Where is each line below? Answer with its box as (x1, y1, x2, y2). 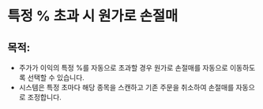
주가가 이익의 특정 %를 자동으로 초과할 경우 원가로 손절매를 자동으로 (18, 64, 228, 72)
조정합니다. (27, 93, 62, 102)
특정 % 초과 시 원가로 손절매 (7, 7, 178, 25)
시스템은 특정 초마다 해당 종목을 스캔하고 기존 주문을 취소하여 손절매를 (18, 83, 235, 92)
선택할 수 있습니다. (27, 73, 85, 82)
